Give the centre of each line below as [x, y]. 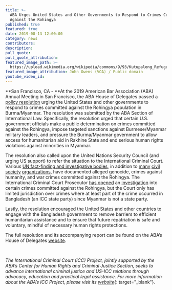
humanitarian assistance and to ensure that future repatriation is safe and [83, 219]
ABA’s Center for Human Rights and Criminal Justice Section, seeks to [79, 265]
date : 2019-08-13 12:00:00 [34, 34]
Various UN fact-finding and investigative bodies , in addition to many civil [83, 166]
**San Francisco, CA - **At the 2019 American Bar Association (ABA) [79, 91]
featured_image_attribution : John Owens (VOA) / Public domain [74, 72]
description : [19, 48]
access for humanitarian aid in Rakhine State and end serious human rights [84, 140]
